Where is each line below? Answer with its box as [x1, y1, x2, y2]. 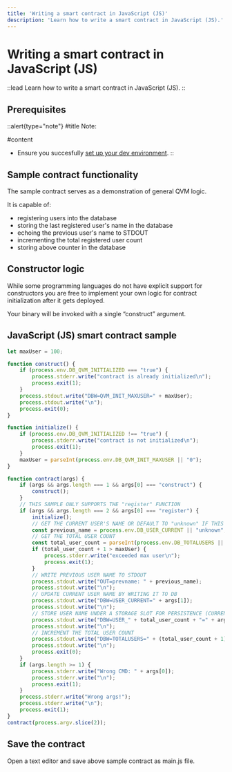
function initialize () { [7, 424, 79, 432]
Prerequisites [7, 104, 66, 115]
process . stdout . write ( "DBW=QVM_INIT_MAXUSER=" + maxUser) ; [19, 392, 193, 399]
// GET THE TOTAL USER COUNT [32, 533, 116, 540]
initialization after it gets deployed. [7, 296, 105, 305]
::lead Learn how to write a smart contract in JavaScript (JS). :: [7, 84, 186, 92]
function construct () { [7, 360, 76, 367]
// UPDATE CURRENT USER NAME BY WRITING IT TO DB [32, 591, 177, 598]
